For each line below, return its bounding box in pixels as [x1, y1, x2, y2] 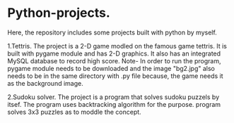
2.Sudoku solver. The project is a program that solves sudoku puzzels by [7, 93, 220, 101]
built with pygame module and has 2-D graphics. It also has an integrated [7, 49, 221, 58]
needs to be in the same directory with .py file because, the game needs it [7, 72, 224, 80]
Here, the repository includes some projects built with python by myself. [7, 28, 217, 37]
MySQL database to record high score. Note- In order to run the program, [7, 56, 221, 65]
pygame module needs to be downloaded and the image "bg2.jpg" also [7, 64, 216, 72]
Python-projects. [7, 5, 111, 21]
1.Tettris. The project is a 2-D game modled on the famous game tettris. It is [7, 41, 228, 50]
